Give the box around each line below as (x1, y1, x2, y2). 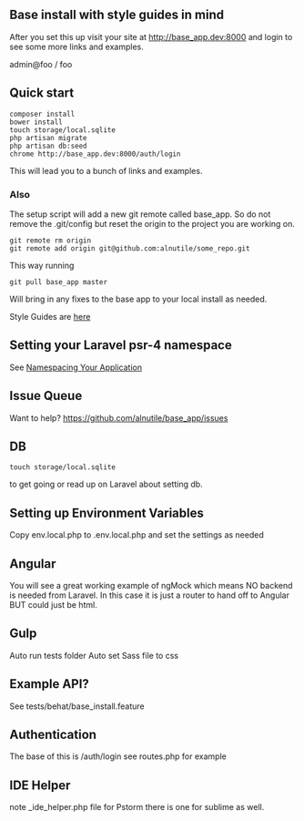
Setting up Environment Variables (9, 505, 205, 520)
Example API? (9, 676, 89, 692)
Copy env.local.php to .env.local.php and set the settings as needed (9, 529, 264, 540)
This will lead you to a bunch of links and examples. (9, 165, 203, 176)
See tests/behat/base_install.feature (9, 701, 145, 712)
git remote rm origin (9, 236, 92, 245)
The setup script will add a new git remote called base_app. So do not (9, 209, 271, 220)
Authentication (9, 727, 97, 742)
